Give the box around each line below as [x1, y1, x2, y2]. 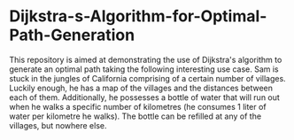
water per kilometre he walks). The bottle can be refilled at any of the [9, 111, 262, 121]
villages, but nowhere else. [9, 120, 107, 130]
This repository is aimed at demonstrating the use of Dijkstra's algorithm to [9, 54, 282, 65]
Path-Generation [9, 25, 135, 45]
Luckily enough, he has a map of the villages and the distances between [9, 82, 273, 93]
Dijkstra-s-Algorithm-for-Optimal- [9, 6, 267, 27]
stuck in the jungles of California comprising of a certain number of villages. [9, 73, 286, 83]
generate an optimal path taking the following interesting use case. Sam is [9, 64, 279, 74]
